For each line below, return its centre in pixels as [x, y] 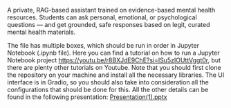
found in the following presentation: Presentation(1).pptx [87, 97]
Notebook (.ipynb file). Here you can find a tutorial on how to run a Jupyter [113, 53]
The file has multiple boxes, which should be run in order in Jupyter [103, 45]
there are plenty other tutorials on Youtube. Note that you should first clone [114, 67]
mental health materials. [41, 32]
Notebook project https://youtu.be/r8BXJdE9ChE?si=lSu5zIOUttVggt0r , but [114, 60]
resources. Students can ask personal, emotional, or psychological [102, 17]
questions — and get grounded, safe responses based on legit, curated [109, 25]
